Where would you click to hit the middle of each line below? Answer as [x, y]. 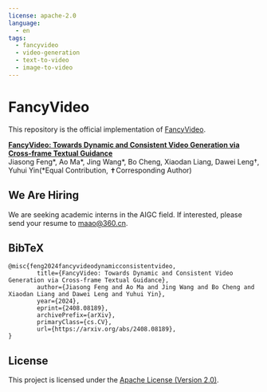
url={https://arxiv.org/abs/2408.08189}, [107, 329]
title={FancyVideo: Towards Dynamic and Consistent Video [135, 273]
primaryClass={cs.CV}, [75, 323]
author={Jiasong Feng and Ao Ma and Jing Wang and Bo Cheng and [146, 287]
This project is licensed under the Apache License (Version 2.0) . [114, 380]
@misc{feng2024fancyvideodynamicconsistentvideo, [92, 267]
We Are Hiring [44, 195]
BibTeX [26, 248]
